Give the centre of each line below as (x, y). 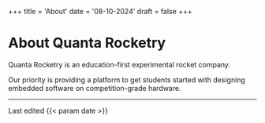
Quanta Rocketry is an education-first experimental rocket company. (119, 64)
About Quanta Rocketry (87, 43)
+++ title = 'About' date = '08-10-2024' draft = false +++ (100, 11)
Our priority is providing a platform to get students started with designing (127, 80)
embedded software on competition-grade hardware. (95, 88)
